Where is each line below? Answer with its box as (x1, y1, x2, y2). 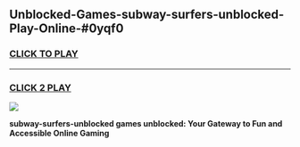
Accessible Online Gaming (9, 127, 110, 138)
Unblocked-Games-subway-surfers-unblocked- (9, 7, 285, 22)
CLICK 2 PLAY (9, 81, 71, 94)
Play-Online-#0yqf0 (9, 21, 124, 37)
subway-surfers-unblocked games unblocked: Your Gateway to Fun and (9, 118, 283, 128)
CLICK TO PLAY (9, 48, 79, 61)
